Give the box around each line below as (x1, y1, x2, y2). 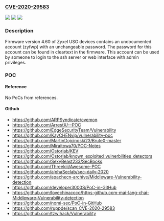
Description (5, 27, 34, 34)
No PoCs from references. (5, 95, 58, 100)
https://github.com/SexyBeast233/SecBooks (12, 158, 103, 164)
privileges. (5, 59, 26, 65)
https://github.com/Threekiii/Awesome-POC (12, 163, 101, 170)
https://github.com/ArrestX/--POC (12, 122, 82, 128)
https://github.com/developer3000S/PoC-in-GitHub (12, 184, 117, 190)
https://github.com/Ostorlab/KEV (12, 148, 79, 154)
